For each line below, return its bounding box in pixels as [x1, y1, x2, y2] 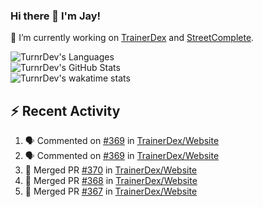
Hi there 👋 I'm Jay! [10, 9, 102, 23]
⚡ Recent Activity [10, 102, 121, 119]
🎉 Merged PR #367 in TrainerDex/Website [24, 185, 198, 198]
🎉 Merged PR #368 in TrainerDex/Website [24, 175, 198, 187]
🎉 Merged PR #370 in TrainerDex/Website [24, 164, 198, 176]
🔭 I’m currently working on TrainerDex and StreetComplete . [10, 32, 255, 44]
